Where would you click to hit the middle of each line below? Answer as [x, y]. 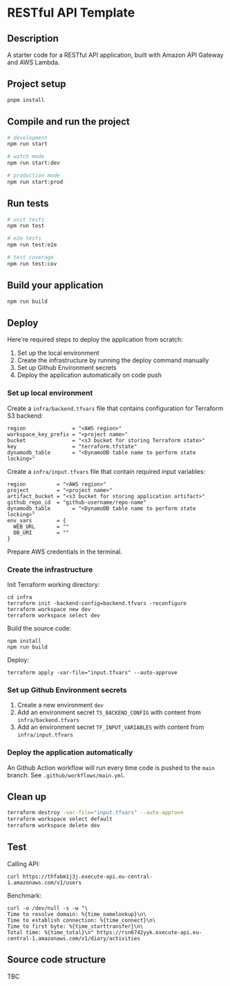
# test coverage [30, 258]
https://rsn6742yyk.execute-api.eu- [149, 932]
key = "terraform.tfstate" [72, 446]
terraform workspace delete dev [54, 826]
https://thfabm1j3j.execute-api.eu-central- [88, 877]
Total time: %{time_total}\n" [51, 932]
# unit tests [26, 220]
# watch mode [26, 157]
